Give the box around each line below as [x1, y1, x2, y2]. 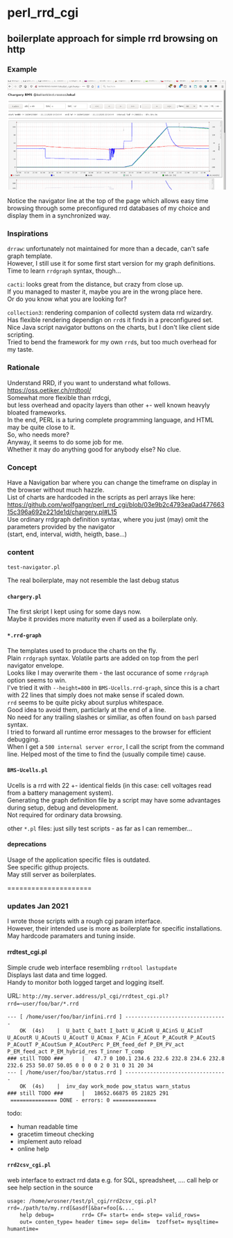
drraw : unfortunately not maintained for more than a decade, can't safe [7, 245, 209, 253]
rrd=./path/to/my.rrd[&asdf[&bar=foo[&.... [7, 1205, 135, 1212]
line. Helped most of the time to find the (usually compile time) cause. [7, 750, 206, 758]
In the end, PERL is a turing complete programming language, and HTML [7, 415, 214, 424]
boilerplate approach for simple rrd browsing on [7, 33, 218, 45]
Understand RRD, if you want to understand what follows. [7, 378, 171, 387]
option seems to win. [7, 676, 67, 684]
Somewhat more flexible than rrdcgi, [7, 393, 112, 401]
